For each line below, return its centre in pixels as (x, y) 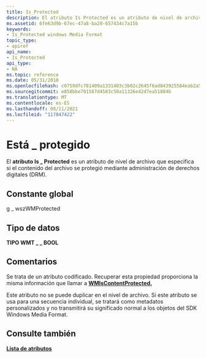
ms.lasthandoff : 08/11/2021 (42, 109)
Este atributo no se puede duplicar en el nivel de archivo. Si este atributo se (102, 295)
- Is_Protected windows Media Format (55, 35)
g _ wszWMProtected (33, 209)
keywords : (19, 29)
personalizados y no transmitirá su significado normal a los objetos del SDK (102, 308)
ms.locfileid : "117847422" (41, 114)
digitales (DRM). (27, 174)
